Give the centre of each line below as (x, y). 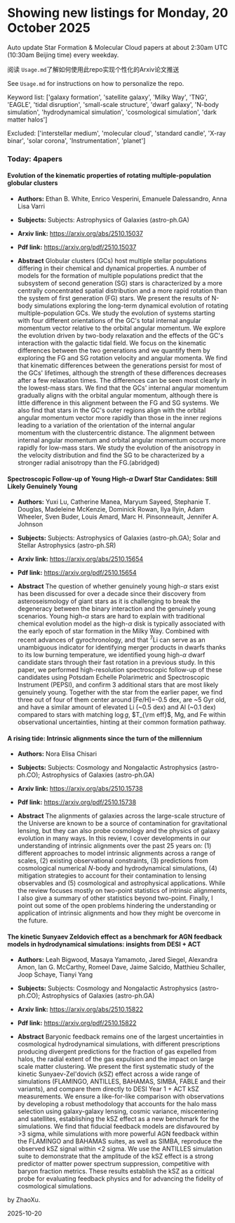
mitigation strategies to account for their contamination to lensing (112, 876)
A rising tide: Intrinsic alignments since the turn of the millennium (105, 738)
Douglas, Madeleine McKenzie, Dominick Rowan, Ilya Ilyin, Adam (111, 509)
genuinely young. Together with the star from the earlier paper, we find (120, 692)
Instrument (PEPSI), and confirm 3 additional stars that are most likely (118, 685)
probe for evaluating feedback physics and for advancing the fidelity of (120, 1179)
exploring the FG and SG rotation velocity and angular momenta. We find (122, 358)
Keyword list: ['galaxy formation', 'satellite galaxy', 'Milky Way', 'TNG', (108, 97)
